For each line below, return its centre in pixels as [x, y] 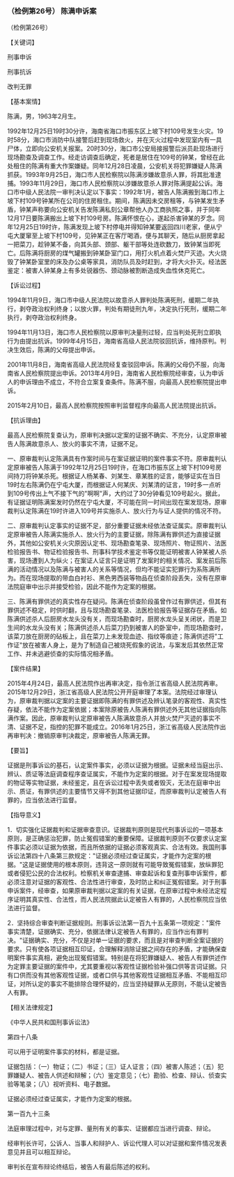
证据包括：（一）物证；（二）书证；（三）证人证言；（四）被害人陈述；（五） [112, 1067]
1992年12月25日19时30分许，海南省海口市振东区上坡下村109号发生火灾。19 [116, 131]
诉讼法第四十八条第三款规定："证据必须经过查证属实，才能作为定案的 [106, 856]
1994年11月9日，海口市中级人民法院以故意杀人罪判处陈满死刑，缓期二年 [110, 300]
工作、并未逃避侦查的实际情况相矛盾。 [62, 654]
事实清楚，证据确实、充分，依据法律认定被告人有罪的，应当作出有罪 [105, 932]
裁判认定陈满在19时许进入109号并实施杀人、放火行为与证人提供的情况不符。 [116, 511]
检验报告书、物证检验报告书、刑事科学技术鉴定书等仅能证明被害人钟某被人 [114, 552]
